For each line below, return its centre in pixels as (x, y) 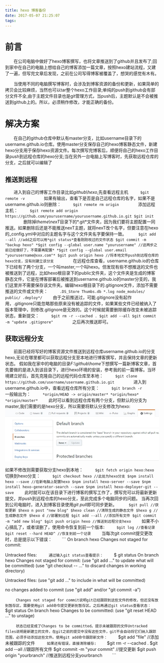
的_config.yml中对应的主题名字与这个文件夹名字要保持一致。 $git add (81, 234)
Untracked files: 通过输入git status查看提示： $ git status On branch (82, 555)
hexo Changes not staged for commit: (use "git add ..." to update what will (79, 560)
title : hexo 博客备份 (26, 10)
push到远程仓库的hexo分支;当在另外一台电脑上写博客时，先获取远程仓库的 (84, 157)
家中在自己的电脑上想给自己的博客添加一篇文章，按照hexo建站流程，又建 (82, 67)
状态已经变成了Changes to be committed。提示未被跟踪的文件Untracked (82, 626)
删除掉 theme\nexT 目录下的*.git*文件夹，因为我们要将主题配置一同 (89, 222)
